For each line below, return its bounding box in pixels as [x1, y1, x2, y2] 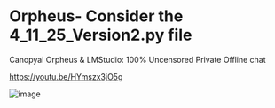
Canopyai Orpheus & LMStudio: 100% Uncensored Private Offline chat [9, 54, 266, 65]
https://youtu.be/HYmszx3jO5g [9, 71, 123, 81]
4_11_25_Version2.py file [9, 25, 192, 45]
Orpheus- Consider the [9, 6, 184, 27]
